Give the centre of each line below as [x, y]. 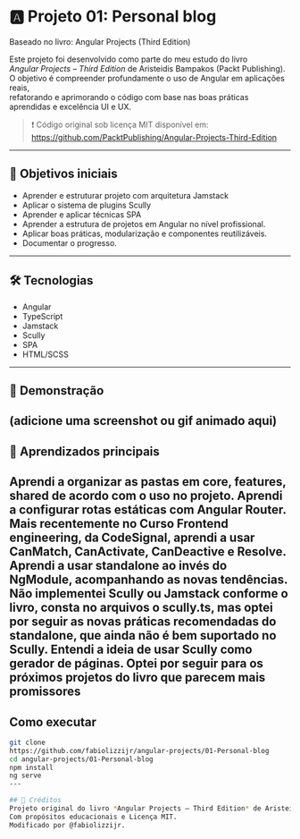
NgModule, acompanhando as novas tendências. [149, 580]
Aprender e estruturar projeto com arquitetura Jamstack [125, 195]
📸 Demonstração [57, 390]
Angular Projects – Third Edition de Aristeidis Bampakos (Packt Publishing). [147, 68]
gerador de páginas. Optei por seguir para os [136, 664]
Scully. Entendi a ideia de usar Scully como [131, 650]
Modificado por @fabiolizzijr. [67, 825]
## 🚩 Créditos [36, 801]
